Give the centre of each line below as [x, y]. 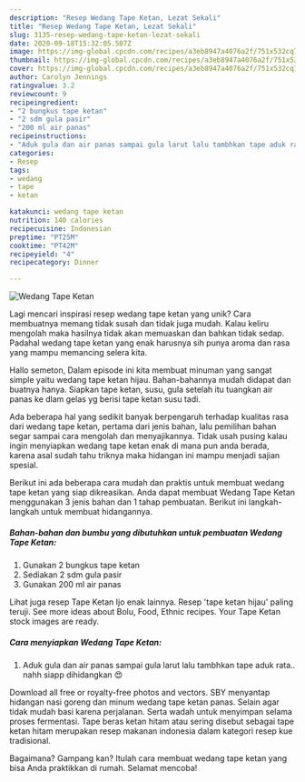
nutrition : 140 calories [56, 220]
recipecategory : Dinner [54, 263]
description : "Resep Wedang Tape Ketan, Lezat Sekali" [115, 18]
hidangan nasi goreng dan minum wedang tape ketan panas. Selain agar [144, 702]
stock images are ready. [54, 622]
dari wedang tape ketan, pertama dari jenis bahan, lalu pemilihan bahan [143, 426]
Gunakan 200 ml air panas [72, 585]
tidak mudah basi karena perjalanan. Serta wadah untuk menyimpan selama [151, 712]
